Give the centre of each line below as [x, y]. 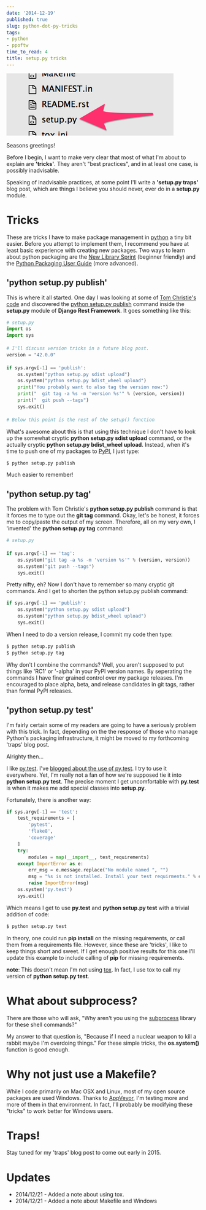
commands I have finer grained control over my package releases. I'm [95, 678]
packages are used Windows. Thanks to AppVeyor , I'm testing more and [97, 1098]
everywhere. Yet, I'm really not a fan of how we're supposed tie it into [94, 775]
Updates [29, 1177]
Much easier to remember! [40, 475]
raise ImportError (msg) [59, 883]
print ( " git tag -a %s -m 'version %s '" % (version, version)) [101, 394]
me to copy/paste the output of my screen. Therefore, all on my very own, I [101, 522]
